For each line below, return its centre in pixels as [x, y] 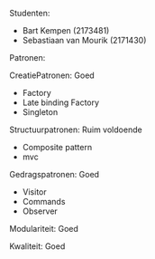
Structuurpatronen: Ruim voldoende [76, 129]
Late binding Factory [61, 102]
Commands [44, 201]
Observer [40, 211]
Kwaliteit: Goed [37, 246]
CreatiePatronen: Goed [52, 75]
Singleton [40, 112]
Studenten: [30, 13]
